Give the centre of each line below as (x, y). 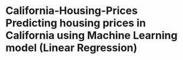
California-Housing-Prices (71, 11)
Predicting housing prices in (76, 23)
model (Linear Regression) (71, 48)
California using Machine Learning (91, 36)
